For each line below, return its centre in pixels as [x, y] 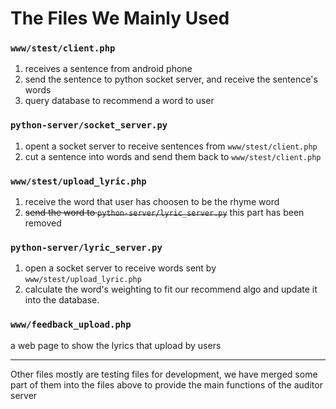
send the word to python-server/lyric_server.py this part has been [164, 213]
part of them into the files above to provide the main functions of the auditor [166, 384]
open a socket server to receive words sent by [120, 268]
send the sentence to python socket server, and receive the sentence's [171, 79]
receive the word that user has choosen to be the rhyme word [152, 202]
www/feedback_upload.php [71, 325]
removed [43, 223]
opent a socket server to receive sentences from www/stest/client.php [171, 146]
